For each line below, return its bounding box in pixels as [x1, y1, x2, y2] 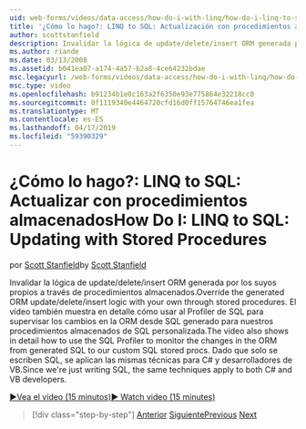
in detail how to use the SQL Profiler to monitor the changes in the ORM [9, 334, 278, 346]
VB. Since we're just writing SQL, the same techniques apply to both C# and [9, 363, 293, 374]
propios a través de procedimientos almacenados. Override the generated [9, 286, 285, 297]
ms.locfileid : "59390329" [9, 132, 107, 141]
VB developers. [9, 373, 67, 384]
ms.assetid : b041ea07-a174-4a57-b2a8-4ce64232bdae [9, 65, 206, 74]
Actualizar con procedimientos [9, 190, 248, 211]
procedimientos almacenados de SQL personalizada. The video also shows [9, 325, 290, 336]
